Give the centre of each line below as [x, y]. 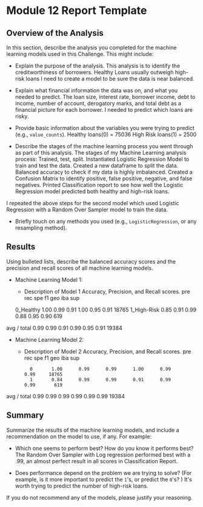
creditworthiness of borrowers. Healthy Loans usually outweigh [94, 72]
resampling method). [41, 228]
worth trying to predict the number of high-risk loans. [82, 486]
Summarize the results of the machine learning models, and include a [93, 430]
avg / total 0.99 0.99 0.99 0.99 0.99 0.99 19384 [66, 396]
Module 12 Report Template [77, 11]
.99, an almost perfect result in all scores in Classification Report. [96, 461]
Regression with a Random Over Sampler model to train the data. [87, 209]
